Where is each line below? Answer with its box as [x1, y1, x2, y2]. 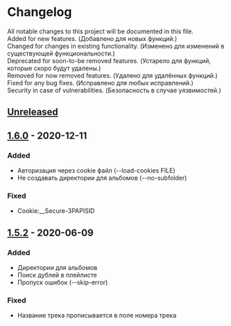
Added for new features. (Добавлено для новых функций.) [7, 34, 178, 42]
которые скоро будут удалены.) [7, 64, 101, 72]
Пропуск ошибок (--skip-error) [17, 278, 108, 286]
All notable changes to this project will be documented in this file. [7, 27, 194, 35]
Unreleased [7, 106, 59, 118]
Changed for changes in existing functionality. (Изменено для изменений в [7, 42, 225, 50]
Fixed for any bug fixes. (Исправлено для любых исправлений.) [7, 78, 194, 87]
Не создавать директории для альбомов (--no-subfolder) [17, 174, 187, 182]
